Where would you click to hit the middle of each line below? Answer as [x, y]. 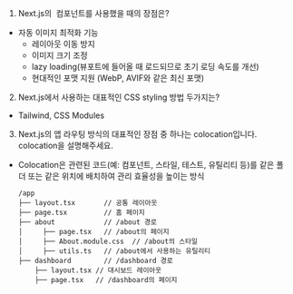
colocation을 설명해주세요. [65, 145]
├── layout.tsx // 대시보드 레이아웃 [98, 270]
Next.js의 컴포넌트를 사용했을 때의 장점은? [93, 13]
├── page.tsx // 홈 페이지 [81, 212]
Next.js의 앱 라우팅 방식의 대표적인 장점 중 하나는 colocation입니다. [137, 134]
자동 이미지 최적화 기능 [58, 33]
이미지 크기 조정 [59, 55]
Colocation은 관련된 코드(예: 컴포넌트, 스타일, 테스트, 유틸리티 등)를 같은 [146, 165]
